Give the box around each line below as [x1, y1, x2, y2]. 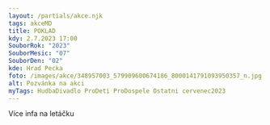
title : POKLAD [8, 27, 57, 35]
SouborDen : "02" [8, 57, 63, 65]
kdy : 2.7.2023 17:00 [8, 34, 78, 43]
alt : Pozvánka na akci [8, 79, 85, 87]
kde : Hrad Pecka [8, 65, 63, 73]
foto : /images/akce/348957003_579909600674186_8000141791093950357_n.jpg [8, 72, 263, 80]
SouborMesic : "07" [8, 49, 70, 57]
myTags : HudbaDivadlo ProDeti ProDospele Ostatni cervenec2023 [8, 86, 226, 95]
